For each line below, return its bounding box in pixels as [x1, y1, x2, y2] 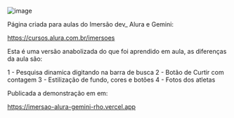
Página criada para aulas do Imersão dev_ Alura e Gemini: [7, 20, 174, 28]
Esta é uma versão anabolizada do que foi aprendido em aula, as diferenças [7, 47, 227, 55]
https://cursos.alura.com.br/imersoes [7, 34, 115, 42]
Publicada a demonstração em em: [7, 89, 108, 97]
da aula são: [7, 54, 43, 63]
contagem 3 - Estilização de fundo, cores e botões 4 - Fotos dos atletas [7, 75, 216, 84]
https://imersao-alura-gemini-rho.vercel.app [7, 103, 136, 111]
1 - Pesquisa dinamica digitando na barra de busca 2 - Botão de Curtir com [7, 68, 224, 76]
